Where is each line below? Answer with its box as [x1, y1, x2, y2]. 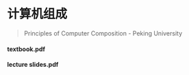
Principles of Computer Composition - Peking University [23, 29, 183, 37]
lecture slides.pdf [7, 61, 59, 69]
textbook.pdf [7, 45, 46, 53]
